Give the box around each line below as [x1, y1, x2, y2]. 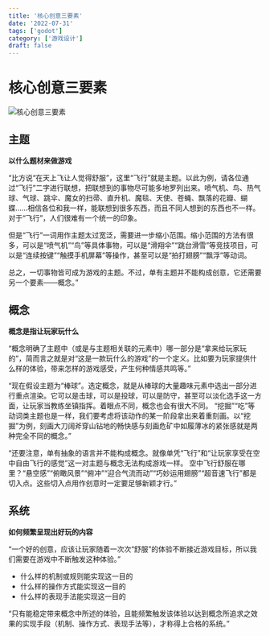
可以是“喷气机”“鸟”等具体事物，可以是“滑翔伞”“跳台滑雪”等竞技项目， [22, 240, 252, 250]
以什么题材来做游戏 [8, 155, 72, 165]
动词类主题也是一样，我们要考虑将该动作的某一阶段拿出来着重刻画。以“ [8, 411, 244, 420]
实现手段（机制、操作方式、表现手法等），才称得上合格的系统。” [22, 618, 231, 628]
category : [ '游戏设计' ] [8, 34, 83, 43]
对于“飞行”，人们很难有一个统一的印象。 [8, 213, 142, 222]
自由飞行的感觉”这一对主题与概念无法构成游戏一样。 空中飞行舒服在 [14, 458, 239, 468]
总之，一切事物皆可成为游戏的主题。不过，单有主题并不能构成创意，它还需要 [8, 267, 262, 277]
